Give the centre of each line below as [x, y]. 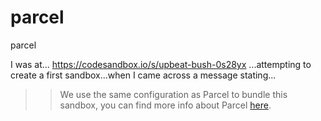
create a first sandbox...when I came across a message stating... [143, 75]
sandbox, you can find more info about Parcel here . [165, 105]
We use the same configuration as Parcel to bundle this [173, 94]
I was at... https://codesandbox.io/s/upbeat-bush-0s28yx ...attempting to [161, 64]
